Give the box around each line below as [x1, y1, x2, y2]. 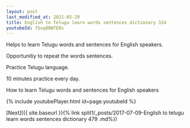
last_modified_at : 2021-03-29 [6, 14, 80, 20]
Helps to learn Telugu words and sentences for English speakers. [6, 41, 164, 48]
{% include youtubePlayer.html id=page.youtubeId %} [6, 98, 137, 105]
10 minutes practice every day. [6, 75, 80, 82]
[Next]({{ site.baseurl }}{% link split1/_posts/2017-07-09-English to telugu [6, 109, 185, 116]
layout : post [6, 8, 38, 15]
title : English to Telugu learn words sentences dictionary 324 [6, 19, 167, 25]
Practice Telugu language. [6, 64, 69, 71]
